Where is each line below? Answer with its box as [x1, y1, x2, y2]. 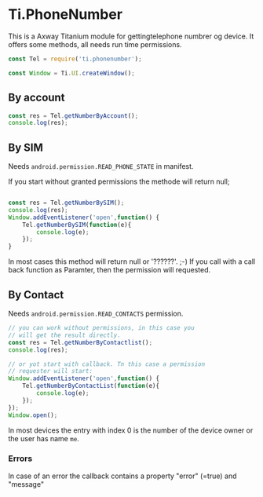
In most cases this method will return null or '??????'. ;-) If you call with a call [8, 257, 256, 266]
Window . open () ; [8, 411, 58, 419]
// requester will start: [8, 367, 93, 375]
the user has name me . [8, 433, 80, 443]
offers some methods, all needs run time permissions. [8, 39, 182, 49]
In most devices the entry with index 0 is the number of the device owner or [8, 426, 254, 435]
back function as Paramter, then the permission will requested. [8, 265, 211, 275]
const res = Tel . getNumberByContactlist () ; [8, 338, 153, 346]
